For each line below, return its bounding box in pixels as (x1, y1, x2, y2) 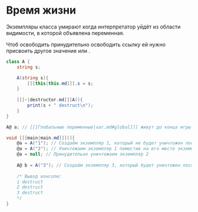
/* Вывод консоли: (16, 173, 62, 179)
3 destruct (16, 190, 44, 196)
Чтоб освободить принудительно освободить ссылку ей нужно (6, 41, 166, 48)
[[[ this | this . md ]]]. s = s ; (27, 81, 94, 86)
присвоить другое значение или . (6, 47, 90, 54)
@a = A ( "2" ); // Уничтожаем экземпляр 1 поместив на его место (16, 146, 176, 152)
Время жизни (6, 4, 77, 17)
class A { (6, 59, 31, 65)
